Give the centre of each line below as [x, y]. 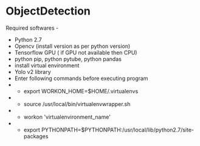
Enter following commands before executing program [81, 78]
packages [36, 136]
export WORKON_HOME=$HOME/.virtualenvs [81, 91]
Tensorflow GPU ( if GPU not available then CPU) [76, 52]
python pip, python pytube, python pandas [68, 59]
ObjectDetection [48, 11]
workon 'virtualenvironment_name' [67, 117]
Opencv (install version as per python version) [72, 46]
